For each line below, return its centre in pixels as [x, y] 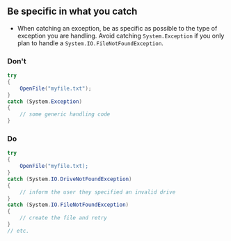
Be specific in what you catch [72, 11]
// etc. [18, 231]
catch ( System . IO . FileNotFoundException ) [68, 205]
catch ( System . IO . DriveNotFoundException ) [70, 179]
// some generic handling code [65, 114]
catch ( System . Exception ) [45, 101]
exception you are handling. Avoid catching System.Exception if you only [121, 36]
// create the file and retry [64, 218]
